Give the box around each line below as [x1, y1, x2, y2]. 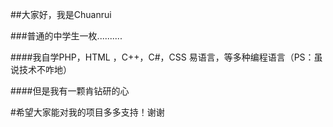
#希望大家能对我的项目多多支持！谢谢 [10, 106, 165, 118]
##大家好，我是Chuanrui [10, 9, 112, 20]
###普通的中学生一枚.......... [10, 30, 123, 42]
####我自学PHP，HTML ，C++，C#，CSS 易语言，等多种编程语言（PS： [10, 51, 315, 63]
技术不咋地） [18, 64, 72, 75]
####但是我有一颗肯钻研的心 [10, 85, 130, 97]
